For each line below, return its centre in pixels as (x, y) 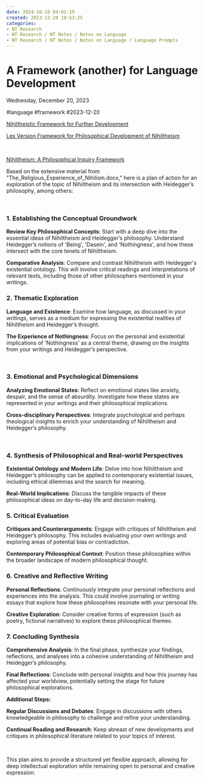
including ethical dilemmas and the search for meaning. (76, 482)
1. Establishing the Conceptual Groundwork (72, 218)
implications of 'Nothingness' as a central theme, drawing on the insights (98, 343)
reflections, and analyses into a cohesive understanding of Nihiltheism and (100, 656)
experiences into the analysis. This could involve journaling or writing (93, 596)
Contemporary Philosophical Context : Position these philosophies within (98, 554)
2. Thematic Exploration (43, 298)
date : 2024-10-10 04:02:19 (40, 12)
